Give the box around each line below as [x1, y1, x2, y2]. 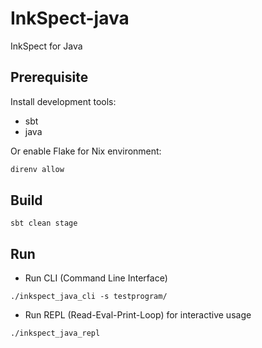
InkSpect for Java [10, 40, 83, 52]
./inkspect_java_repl [10, 328, 101, 339]
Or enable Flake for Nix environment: [10, 145, 162, 157]
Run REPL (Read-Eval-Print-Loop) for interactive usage [24, 309, 252, 321]
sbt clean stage [10, 218, 78, 229]
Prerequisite [10, 69, 89, 86]
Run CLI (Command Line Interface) [24, 272, 168, 284]
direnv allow [10, 164, 65, 174]
